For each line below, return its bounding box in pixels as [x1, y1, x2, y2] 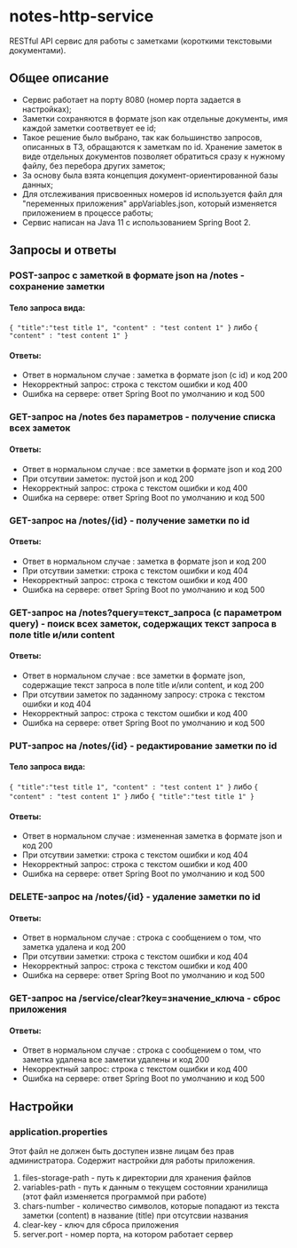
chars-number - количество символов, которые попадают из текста [21, 1201, 280, 1212]
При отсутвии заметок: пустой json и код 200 [21, 473, 195, 484]
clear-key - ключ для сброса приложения [21, 1220, 179, 1230]
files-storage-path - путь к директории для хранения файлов [21, 1173, 252, 1183]
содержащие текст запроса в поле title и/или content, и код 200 [21, 679, 264, 690]
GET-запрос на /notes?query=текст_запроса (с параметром [9, 606, 282, 619]
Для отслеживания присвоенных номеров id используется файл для [21, 188, 283, 199]
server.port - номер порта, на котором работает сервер [21, 1229, 233, 1240]
